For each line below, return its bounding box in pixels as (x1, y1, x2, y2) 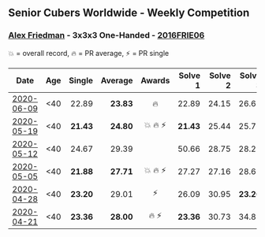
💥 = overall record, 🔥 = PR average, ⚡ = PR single (8, 48, 170, 57)
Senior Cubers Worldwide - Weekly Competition (8, 6, 250, 20)
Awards (140, 75, 170, 86)
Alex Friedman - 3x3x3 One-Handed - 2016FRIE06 (8, 30, 205, 41)
